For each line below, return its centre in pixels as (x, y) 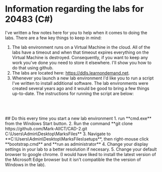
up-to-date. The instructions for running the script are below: (73, 94)
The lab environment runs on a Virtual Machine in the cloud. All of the (81, 47)
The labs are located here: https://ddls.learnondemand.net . (71, 73)
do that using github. (33, 68)
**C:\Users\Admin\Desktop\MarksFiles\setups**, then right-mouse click (77, 139)
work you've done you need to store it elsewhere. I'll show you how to (82, 63)
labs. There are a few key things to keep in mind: (53, 38)
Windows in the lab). (25, 164)
